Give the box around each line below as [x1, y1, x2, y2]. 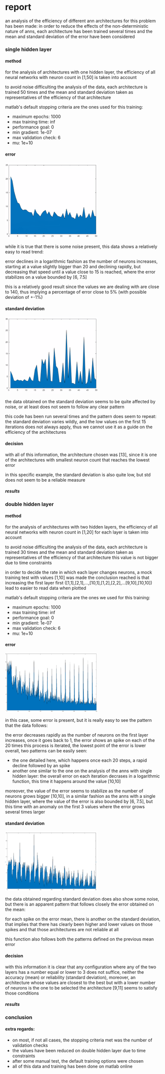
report [5, 1, 32, 13]
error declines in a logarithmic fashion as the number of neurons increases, [5, 258, 158, 264]
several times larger [5, 809, 45, 815]
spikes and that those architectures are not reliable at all [5, 927, 119, 933]
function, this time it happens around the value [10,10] [12, 779, 121, 785]
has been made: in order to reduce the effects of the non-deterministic [5, 23, 149, 29]
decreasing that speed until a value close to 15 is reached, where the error [5, 269, 156, 275]
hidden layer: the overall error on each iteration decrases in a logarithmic [12, 773, 160, 779]
